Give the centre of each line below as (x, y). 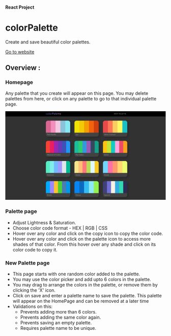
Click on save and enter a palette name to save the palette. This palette (87, 295)
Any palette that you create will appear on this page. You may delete (77, 93)
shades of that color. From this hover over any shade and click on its (84, 244)
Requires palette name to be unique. (58, 328)
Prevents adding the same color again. (61, 317)
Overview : (23, 68)
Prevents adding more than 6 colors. (58, 312)
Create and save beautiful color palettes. (48, 42)
